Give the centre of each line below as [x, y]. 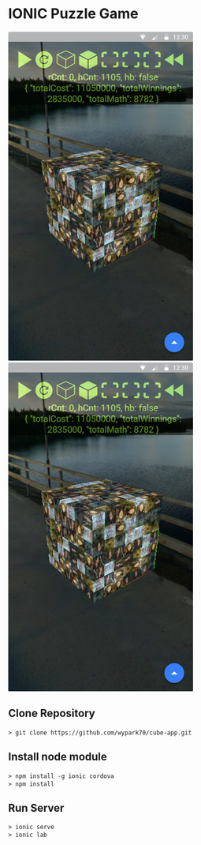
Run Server [36, 807]
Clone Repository [52, 714]
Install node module [58, 757]
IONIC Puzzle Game [74, 14]
